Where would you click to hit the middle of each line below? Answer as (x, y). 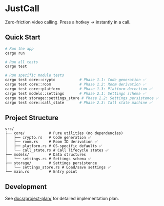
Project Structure (32, 118)
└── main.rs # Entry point (41, 172)
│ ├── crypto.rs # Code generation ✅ (48, 138)
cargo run (15, 53)
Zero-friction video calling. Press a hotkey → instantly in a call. (68, 22)
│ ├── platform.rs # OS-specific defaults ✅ (54, 146)
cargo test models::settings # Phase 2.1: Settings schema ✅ (76, 93)
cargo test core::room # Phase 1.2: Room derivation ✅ (76, 84)
